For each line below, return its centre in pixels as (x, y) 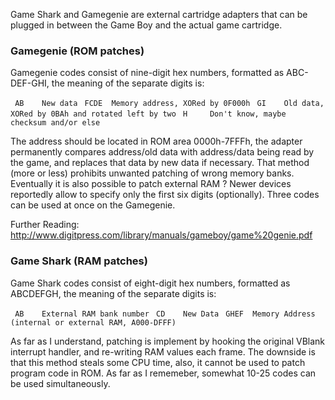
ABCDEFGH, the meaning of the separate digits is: (113, 293)
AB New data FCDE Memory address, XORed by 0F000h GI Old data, (169, 104)
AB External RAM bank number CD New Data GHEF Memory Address (165, 314)
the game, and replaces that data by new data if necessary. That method (160, 163)
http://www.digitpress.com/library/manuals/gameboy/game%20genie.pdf (161, 235)
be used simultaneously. (60, 383)
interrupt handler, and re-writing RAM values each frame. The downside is (163, 351)
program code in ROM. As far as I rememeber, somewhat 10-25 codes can (163, 373)
